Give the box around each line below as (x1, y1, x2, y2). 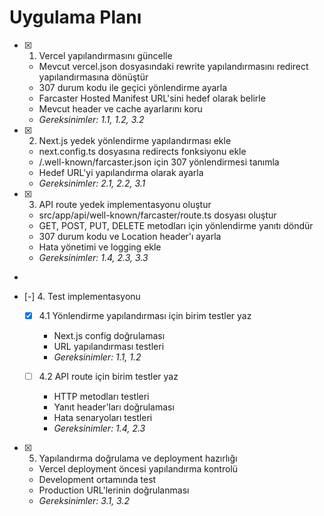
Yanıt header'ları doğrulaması (53, 401, 175, 413)
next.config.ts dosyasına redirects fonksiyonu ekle (38, 145, 247, 157)
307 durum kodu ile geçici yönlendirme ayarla (38, 81, 228, 93)
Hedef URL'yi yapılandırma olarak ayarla (38, 166, 204, 178)
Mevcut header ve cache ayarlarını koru (38, 102, 203, 115)
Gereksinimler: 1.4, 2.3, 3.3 (38, 251, 149, 263)
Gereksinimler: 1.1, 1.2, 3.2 (38, 113, 145, 125)
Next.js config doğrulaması (53, 330, 166, 341)
